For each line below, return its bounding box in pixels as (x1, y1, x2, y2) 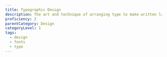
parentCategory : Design (5, 21, 55, 26)
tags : (5, 30, 16, 35)
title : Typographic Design (5, 7, 61, 12)
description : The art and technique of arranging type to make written (5, 12, 157, 17)
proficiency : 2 (5, 16, 37, 21)
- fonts (9, 40, 26, 45)
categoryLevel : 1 (5, 26, 41, 31)
